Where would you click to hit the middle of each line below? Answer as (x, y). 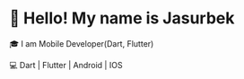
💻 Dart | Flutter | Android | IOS (66, 65)
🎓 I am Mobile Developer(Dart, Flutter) (82, 43)
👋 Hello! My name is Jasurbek (122, 18)
